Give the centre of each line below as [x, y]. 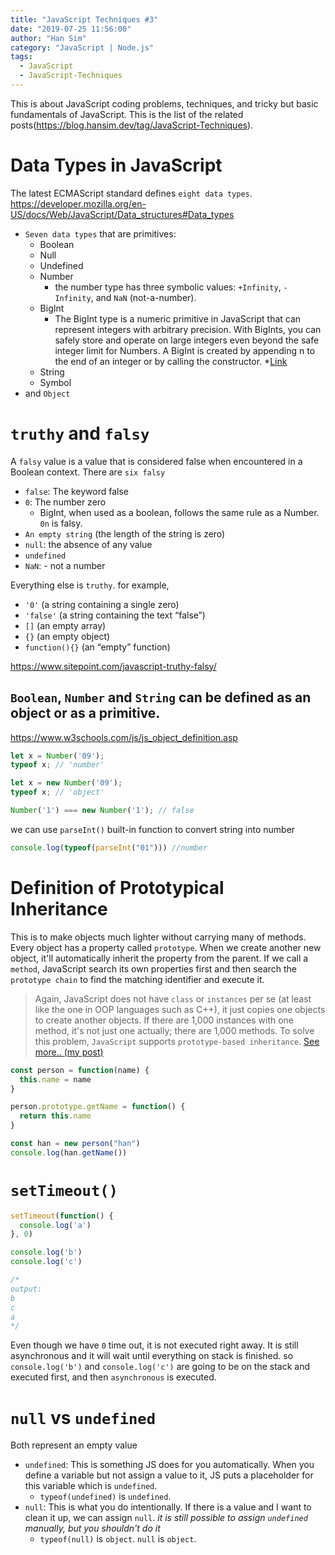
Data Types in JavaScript [116, 165]
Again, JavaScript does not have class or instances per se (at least [173, 998]
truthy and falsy [80, 433]
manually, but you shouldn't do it [92, 1528]
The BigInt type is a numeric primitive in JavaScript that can [178, 318]
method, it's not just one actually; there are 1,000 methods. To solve [174, 1030]
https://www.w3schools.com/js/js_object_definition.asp [124, 737]
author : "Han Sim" [48, 38]
